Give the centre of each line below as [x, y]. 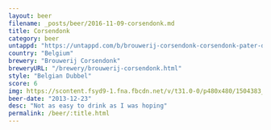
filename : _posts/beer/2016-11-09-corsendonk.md [92, 23]
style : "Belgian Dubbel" [50, 76]
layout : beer [30, 16]
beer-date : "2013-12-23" [50, 99]
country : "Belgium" [41, 53]
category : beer [34, 38]
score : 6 [23, 83]
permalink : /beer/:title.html [59, 114]
